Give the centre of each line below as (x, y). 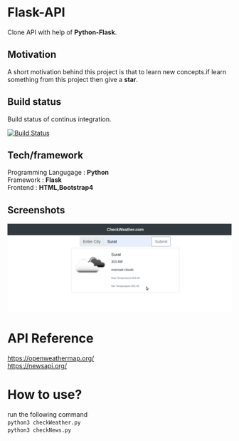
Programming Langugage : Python (58, 173)
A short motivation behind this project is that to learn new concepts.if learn (117, 71)
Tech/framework (46, 155)
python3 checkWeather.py (44, 422)
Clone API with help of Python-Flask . (62, 32)
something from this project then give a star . (73, 79)
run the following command (48, 414)
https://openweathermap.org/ (51, 358)
